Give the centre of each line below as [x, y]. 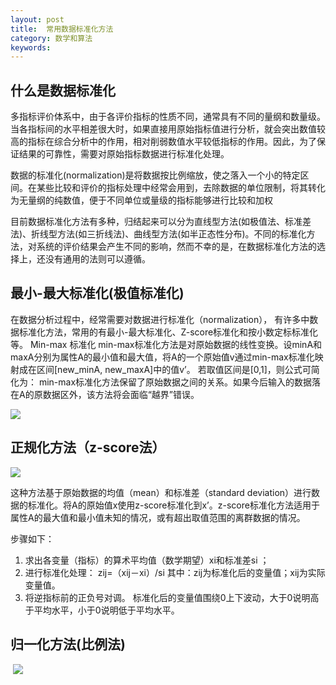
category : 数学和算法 [51, 38]
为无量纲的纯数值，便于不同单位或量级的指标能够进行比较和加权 [141, 200]
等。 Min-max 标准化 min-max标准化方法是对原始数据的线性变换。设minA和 [166, 344]
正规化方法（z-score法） [88, 447]
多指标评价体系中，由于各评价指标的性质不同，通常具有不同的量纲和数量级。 [168, 117]
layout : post [37, 19]
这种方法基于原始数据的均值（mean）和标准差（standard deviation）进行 [161, 492]
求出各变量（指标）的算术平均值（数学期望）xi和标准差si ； [147, 560]
